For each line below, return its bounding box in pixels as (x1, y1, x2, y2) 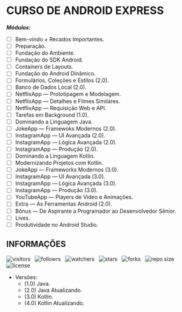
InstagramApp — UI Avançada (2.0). (15, 131, 106, 139)
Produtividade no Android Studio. (15, 221, 99, 228)
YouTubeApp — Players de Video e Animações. (15, 193, 133, 201)
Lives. (15, 214, 30, 221)
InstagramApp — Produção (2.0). (15, 145, 98, 153)
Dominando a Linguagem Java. (15, 118, 93, 125)
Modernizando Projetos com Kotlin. (15, 159, 104, 167)
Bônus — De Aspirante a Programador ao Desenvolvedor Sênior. (15, 207, 177, 215)
